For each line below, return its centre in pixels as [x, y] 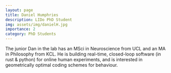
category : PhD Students [31, 34]
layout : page [19, 10]
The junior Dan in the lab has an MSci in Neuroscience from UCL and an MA [85, 49]
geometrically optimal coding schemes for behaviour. [62, 65]
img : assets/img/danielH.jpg [36, 24]
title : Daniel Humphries [32, 15]
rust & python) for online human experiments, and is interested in [74, 59]
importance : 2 [21, 29]
